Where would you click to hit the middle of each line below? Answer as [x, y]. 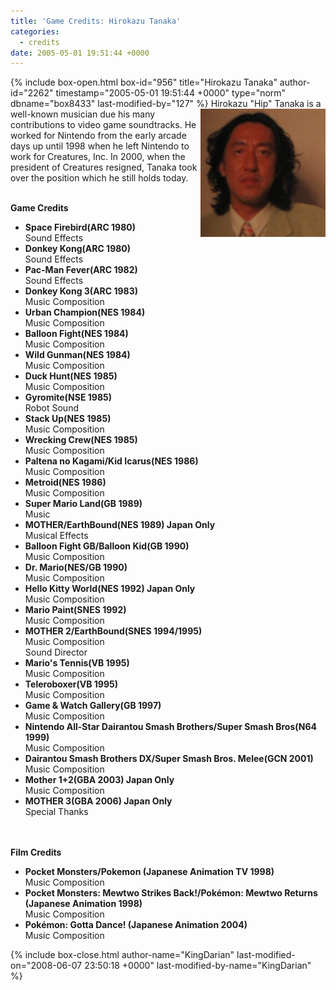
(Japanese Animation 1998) [83, 904]
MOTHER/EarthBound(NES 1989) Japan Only [120, 525]
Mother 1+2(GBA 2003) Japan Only [99, 780]
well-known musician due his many [83, 114]
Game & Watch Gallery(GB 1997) [93, 706]
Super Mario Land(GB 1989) [83, 504]
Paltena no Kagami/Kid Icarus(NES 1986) [111, 461]
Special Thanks [56, 812]
